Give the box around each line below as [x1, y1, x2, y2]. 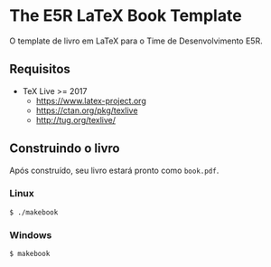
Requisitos [9, 62, 70, 77]
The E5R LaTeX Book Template [9, 5, 242, 26]
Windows [9, 228, 52, 241]
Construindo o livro [9, 141, 120, 157]
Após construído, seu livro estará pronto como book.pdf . [9, 165, 220, 176]
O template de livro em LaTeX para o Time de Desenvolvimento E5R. [9, 35, 264, 46]
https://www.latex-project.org [35, 95, 146, 106]
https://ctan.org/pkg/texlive [35, 105, 138, 116]
